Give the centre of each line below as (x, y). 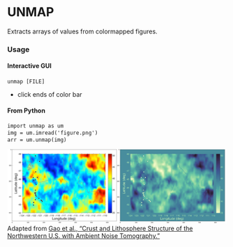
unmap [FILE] (26, 82)
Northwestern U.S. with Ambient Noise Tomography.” (84, 236)
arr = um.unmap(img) (37, 140)
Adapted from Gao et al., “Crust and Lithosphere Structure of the (100, 229)
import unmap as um (36, 126)
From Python (26, 110)
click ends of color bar (50, 95)
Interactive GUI (30, 66)
